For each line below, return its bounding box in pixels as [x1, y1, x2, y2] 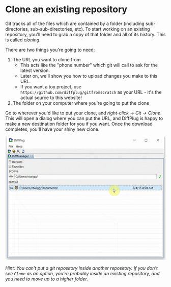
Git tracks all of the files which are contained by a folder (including [5, 20, 145, 27]
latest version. [20, 67, 50, 74]
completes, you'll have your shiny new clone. [5, 126, 100, 132]
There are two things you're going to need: [5, 46, 95, 53]
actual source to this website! [20, 94, 82, 101]
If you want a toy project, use [20, 83, 81, 90]
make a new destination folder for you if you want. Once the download [5, 121, 153, 127]
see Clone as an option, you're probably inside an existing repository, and [5, 271, 160, 277]
